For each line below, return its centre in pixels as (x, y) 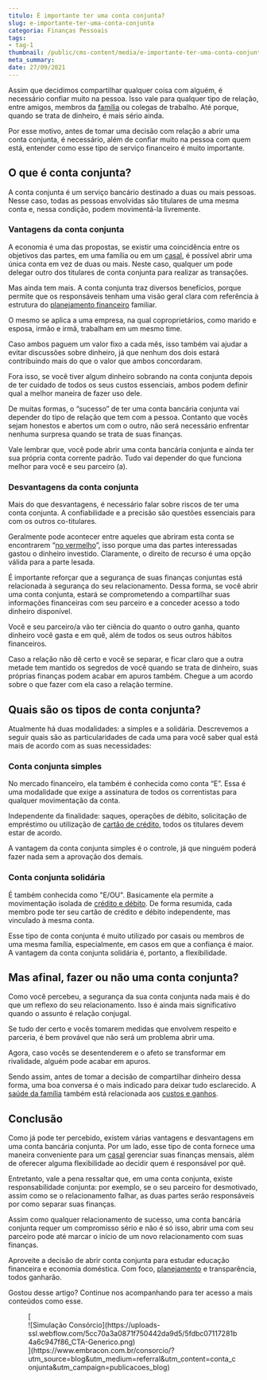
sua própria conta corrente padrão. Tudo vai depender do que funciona (125, 458)
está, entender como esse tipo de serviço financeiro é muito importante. (126, 147)
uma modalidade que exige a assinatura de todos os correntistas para (122, 792)
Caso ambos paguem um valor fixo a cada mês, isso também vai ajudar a (128, 344)
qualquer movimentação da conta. (64, 800)
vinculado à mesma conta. (51, 920)
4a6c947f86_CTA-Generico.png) (82, 1342)
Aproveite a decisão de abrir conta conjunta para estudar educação (119, 1261)
